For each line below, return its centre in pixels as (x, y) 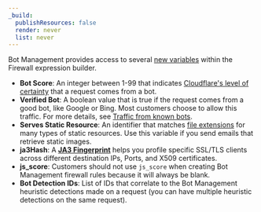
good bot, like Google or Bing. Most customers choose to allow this (128, 108)
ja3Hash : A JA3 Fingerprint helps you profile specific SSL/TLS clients (133, 150)
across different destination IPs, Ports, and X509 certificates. (118, 159)
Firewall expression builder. (52, 68)
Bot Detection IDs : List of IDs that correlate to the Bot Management (129, 183)
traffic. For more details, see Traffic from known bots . (106, 117)
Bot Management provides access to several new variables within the (121, 60)
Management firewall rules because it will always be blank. (115, 175)
